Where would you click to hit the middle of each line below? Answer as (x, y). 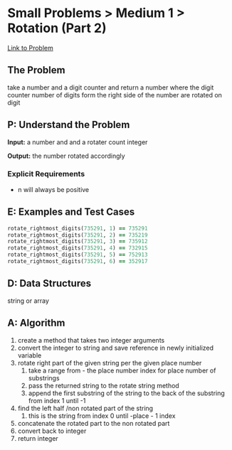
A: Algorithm (36, 323)
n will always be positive (53, 189)
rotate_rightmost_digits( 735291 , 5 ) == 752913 (78, 255)
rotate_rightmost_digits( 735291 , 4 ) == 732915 (78, 248)
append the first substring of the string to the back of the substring (127, 393)
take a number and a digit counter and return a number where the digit (111, 87)
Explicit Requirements (46, 174)
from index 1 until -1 (57, 400)
